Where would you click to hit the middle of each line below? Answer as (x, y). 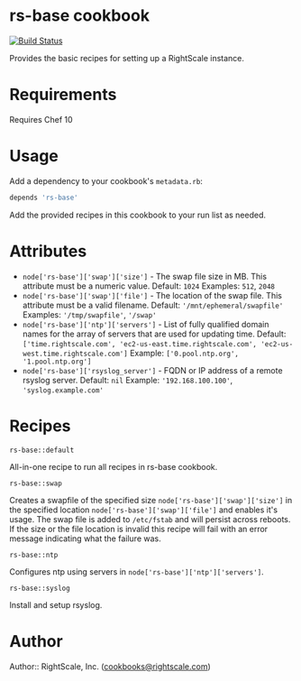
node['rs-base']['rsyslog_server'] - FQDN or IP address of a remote (152, 370)
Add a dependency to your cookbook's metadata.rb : (106, 180)
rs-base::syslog (40, 588)
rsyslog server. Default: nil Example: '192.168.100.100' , (128, 380)
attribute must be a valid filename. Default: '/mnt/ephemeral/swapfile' (153, 305)
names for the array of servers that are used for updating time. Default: (154, 334)
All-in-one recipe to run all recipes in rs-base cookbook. (114, 466)
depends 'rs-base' (44, 198)
